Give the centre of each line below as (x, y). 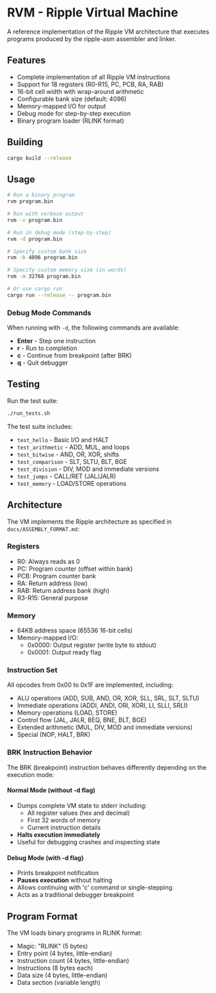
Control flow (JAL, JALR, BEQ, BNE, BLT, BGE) (82, 720)
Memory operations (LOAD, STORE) (67, 713)
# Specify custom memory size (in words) (67, 270)
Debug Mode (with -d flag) (45, 857)
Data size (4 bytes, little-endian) (62, 975)
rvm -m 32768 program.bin (44, 277)
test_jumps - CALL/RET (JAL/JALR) (66, 476)
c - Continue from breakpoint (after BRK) (74, 356)
